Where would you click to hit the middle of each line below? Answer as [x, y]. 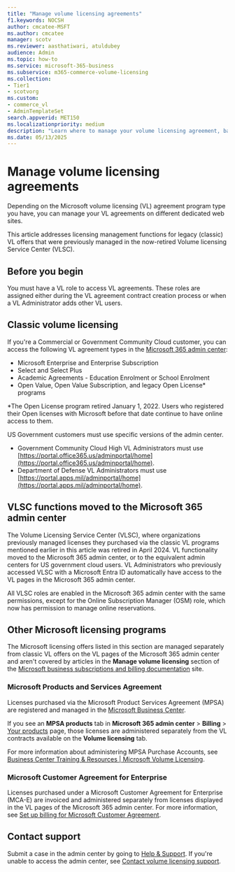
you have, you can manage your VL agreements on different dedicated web [116, 213]
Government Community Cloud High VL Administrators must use [111, 448]
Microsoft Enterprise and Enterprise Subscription [88, 363]
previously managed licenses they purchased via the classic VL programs [113, 542]
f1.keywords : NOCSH [36, 20]
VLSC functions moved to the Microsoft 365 [105, 507]
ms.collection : [29, 79]
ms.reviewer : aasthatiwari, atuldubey [64, 46]
